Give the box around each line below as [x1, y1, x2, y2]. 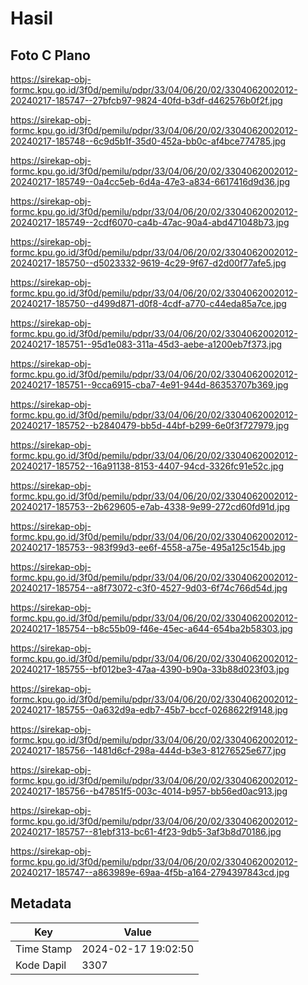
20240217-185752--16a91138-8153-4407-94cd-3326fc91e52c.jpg [10, 460, 284, 472]
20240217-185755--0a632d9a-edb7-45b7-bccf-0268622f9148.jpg [10, 704, 288, 716]
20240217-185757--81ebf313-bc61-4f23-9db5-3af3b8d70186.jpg [10, 826, 282, 837]
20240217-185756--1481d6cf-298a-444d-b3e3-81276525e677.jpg [10, 745, 287, 756]
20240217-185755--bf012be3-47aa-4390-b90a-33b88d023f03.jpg [10, 663, 290, 675]
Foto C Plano [10, 47, 91, 64]
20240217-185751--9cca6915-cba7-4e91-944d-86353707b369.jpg [10, 379, 289, 391]
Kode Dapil [15, 958, 67, 972]
